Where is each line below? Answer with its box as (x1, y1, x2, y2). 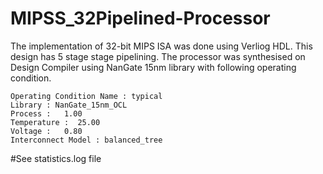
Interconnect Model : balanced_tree (10, 135, 163, 145)
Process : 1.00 (10, 108, 83, 119)
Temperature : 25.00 (10, 117, 101, 127)
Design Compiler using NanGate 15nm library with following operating (10, 61, 297, 73)
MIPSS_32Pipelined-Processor (10, 7, 271, 30)
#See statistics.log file (10, 152, 102, 164)
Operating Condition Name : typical (10, 91, 163, 101)
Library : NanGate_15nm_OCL (10, 100, 128, 110)
